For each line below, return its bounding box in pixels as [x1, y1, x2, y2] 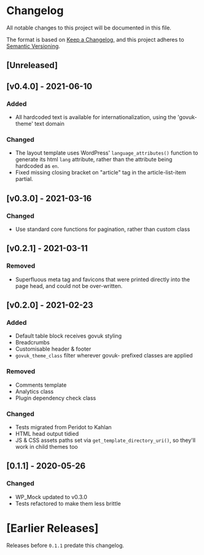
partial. [15, 176, 34, 183]
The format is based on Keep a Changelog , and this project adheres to [6, 36, 184, 43]
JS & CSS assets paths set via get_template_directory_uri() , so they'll [15, 437, 195, 444]
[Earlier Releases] [6, 521, 99, 535]
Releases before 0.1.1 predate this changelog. [6, 541, 125, 549]
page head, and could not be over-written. [15, 282, 123, 289]
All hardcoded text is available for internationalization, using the [15, 114, 176, 121]
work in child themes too [15, 443, 78, 450]
